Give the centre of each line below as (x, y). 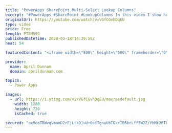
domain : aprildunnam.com (36, 71)
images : (14, 95)
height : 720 (27, 109)
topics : (14, 81)
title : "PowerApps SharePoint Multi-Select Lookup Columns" (71, 10)
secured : (15, 123)
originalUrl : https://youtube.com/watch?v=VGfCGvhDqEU (65, 19)
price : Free (18, 29)
